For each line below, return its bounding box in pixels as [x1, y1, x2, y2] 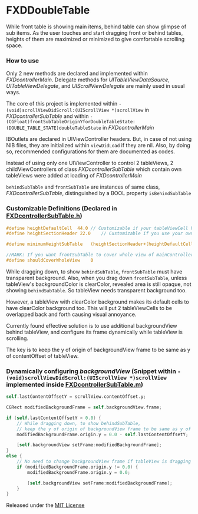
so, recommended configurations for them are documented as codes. [6, 148, 176, 155]
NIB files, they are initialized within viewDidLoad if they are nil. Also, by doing [6, 142, 190, 149]
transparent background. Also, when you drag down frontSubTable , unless [6, 274, 187, 281]
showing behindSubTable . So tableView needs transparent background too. [6, 286, 187, 294]
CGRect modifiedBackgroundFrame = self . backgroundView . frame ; [6, 404, 162, 410]
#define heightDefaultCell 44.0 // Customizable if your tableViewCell [6, 225, 189, 231]
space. [6, 42, 23, 49]
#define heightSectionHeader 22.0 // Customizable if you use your [6, 230, 183, 236]
